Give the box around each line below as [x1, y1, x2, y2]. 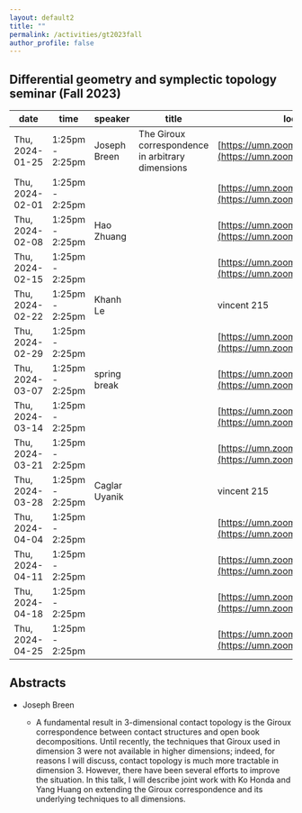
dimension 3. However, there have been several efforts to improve [35, 764, 280, 775]
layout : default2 [9, 13, 75, 23]
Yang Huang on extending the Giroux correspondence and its [35, 783, 263, 794]
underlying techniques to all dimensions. [35, 793, 186, 804]
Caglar [93, 480, 123, 492]
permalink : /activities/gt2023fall [9, 30, 143, 39]
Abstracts [9, 675, 67, 690]
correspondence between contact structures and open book [35, 726, 261, 737]
